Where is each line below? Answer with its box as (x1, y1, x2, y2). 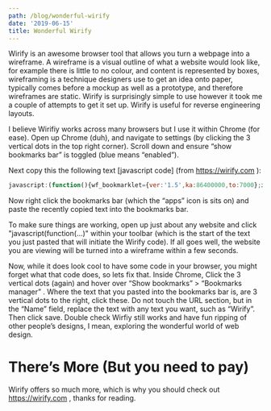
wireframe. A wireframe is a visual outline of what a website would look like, (8, 57, 261, 67)
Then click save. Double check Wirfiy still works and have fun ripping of (8, 313, 248, 322)
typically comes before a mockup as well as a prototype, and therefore (8, 83, 244, 93)
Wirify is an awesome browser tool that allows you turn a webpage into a (8, 49, 250, 59)
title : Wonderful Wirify (8, 27, 92, 35)
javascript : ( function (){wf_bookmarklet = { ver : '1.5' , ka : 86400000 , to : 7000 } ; (8, 181, 262, 189)
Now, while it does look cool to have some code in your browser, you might (8, 261, 258, 271)
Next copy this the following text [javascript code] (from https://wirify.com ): (8, 166, 262, 176)
